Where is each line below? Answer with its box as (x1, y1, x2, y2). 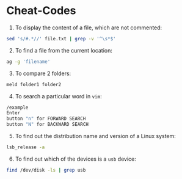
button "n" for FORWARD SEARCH (6, 115, 86, 122)
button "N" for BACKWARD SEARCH (6, 122, 89, 128)
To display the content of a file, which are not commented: (15, 24, 162, 31)
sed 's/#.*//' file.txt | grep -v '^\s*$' (6, 35, 116, 42)
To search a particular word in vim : (15, 92, 102, 100)
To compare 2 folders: (15, 70, 71, 77)
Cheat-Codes (6, 4, 76, 18)
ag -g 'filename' (6, 59, 51, 65)
